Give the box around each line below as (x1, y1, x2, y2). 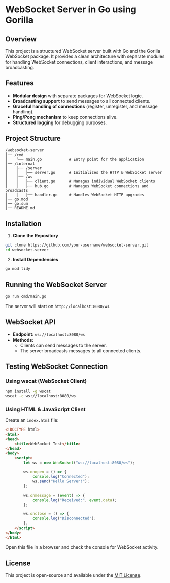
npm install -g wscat (5, 389, 51, 394)
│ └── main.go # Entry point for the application (5, 157, 144, 162)
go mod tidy (5, 266, 30, 271)
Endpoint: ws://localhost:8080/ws (12, 331, 85, 337)
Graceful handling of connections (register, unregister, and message (12, 103, 158, 109)
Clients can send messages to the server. (20, 342, 107, 348)
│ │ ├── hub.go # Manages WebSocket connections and (5, 183, 149, 189)
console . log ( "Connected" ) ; (32, 474, 90, 479)
